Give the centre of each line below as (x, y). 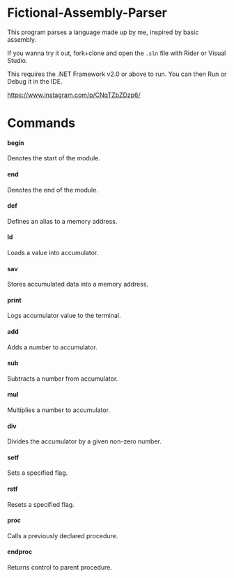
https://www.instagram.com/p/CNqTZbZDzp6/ (74, 95)
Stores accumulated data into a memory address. (78, 284)
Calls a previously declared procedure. (63, 535)
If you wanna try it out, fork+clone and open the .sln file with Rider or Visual (117, 53)
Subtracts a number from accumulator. (63, 379)
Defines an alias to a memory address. (62, 221)
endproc (20, 552)
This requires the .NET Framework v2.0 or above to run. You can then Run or (117, 74)
